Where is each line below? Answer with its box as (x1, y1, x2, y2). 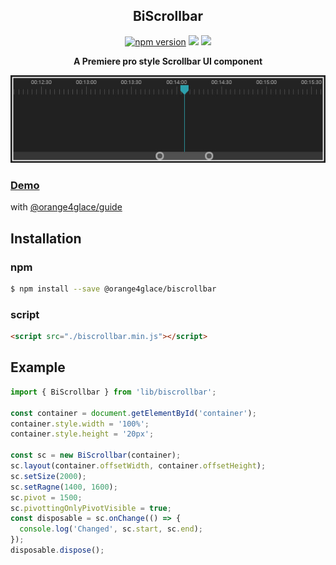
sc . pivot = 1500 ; (10, 492, 83, 503)
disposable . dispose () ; (10, 545, 105, 556)
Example (10, 359, 66, 376)
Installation (10, 230, 82, 247)
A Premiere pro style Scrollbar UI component (73, 55, 263, 67)
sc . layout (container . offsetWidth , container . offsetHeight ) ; (10, 461, 267, 471)
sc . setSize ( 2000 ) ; (10, 471, 87, 481)
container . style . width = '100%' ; (10, 419, 150, 429)
